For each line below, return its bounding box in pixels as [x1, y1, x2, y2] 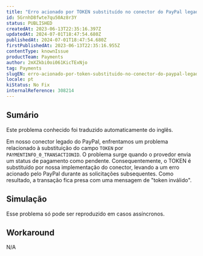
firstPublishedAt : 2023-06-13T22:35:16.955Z [6, 43, 120, 49]
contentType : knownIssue [6, 48, 69, 54]
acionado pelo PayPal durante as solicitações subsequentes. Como [6, 170, 174, 177]
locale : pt [6, 76, 34, 82]
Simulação [6, 194, 47, 205]
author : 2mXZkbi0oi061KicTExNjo [6, 59, 88, 65]
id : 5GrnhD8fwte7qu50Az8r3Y [6, 15, 77, 21]
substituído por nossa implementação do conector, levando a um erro [6, 163, 179, 171]
